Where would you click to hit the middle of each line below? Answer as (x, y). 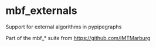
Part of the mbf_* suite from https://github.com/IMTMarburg (78, 38)
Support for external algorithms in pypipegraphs (64, 27)
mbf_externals (41, 11)
